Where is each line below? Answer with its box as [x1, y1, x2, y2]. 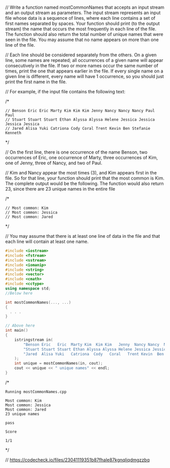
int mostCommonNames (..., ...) [5, 300, 71, 305]
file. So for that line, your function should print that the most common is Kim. [5, 175, 164, 181]
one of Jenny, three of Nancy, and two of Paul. [5, 160, 103, 166]
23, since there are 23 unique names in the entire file [5, 186, 115, 192]
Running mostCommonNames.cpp [5, 389, 67, 394]
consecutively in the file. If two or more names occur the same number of [5, 63, 158, 68]
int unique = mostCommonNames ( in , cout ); [14, 361, 103, 366]
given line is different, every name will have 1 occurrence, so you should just [5, 74, 164, 79]
